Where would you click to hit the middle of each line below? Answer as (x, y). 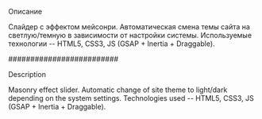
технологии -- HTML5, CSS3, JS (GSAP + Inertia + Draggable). (112, 44)
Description (27, 74)
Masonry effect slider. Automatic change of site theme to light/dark (118, 90)
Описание (25, 12)
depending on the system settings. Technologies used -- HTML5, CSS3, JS (131, 98)
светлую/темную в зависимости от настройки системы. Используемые (130, 35)
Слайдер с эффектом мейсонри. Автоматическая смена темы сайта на (129, 27)
